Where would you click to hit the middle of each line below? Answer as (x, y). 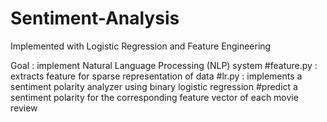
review (24, 108)
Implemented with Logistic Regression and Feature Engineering (141, 46)
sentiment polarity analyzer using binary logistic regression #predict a (154, 86)
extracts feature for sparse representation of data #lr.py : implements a (156, 76)
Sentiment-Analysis (95, 18)
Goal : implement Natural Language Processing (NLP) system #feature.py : (164, 65)
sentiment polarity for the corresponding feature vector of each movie (154, 97)
